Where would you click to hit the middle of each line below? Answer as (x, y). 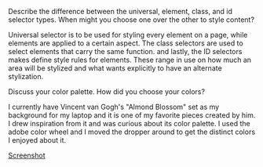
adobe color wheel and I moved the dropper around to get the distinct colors (132, 132)
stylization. (26, 76)
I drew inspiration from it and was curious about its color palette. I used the (129, 123)
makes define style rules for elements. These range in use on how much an (130, 60)
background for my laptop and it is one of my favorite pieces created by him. (132, 115)
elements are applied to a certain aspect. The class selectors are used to (126, 43)
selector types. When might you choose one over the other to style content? (131, 20)
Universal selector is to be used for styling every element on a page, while (128, 35)
